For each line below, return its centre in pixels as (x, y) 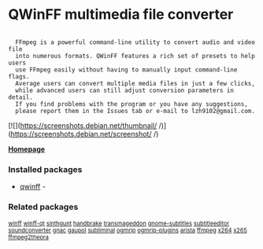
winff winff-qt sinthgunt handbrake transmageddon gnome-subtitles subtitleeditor (119, 223)
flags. (19, 76)
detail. (21, 97)
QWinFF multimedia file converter (121, 15)
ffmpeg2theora (28, 237)
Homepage (27, 149)
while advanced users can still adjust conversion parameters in (125, 90)
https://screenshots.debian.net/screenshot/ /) (85, 134)
